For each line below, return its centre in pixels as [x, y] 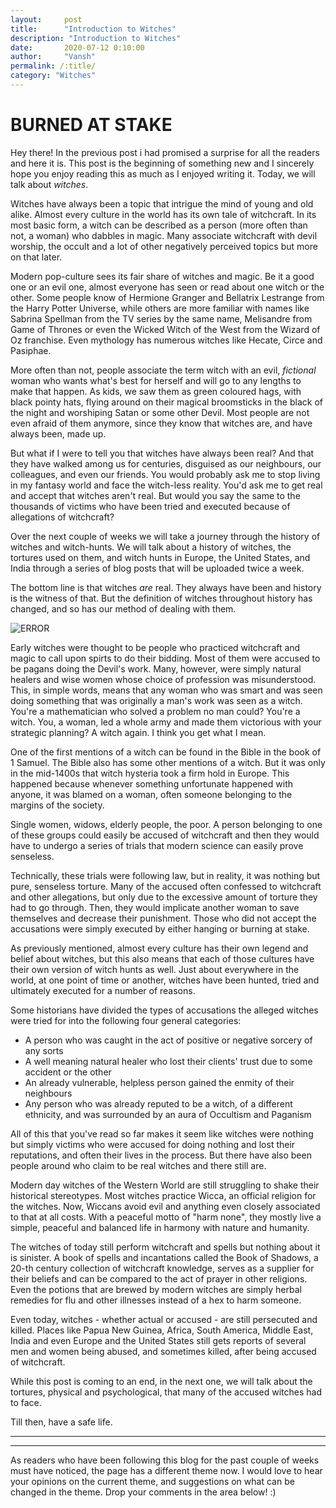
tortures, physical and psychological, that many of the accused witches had [166, 1392]
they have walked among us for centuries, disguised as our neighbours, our [166, 463]
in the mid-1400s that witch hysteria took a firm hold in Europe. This [150, 773]
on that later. [36, 257]
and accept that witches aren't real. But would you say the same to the [155, 495]
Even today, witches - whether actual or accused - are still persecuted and [164, 1319]
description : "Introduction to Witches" [96, 38]
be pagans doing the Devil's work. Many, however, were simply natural [156, 668]
